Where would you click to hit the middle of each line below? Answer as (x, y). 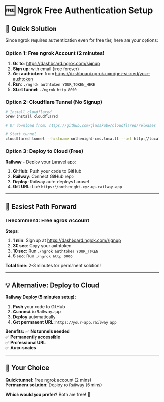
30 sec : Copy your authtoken (42, 245)
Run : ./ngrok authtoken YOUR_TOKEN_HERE (54, 84)
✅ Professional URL (26, 342)
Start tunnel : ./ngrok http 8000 (45, 90)
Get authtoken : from (33, 74)
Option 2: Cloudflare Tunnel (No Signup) (54, 102)
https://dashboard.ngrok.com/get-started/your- (103, 74)
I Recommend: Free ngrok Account (47, 220)
